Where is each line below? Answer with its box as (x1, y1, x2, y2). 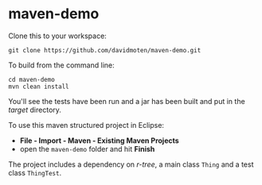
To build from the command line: (8, 60, 115, 70)
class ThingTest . (8, 168, 62, 177)
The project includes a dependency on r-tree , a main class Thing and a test (8, 160, 254, 169)
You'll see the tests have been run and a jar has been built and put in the (8, 96, 245, 106)
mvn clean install (8, 83, 69, 91)
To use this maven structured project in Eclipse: (8, 120, 165, 129)
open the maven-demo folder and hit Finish (19, 144, 155, 153)
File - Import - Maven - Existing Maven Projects (19, 136, 179, 145)
